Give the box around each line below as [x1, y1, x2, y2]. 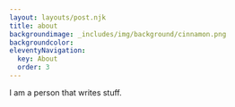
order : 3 [17, 63, 50, 72]
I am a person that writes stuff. [9, 86, 123, 98]
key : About [17, 54, 58, 63]
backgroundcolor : [9, 37, 74, 47]
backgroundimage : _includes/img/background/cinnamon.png [9, 29, 227, 38]
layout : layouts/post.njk [9, 12, 106, 22]
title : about [9, 21, 58, 30]
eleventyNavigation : [9, 46, 87, 55]
